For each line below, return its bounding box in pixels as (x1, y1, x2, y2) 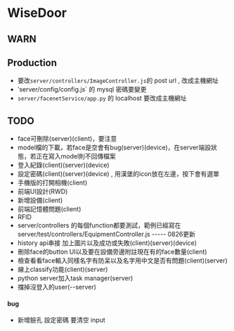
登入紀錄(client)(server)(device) (17, 161, 110, 170)
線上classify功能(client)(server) (17, 266, 108, 274)
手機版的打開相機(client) (17, 178, 88, 187)
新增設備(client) (17, 196, 63, 205)
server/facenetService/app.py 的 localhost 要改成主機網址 (17, 94, 187, 103)
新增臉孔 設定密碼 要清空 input (17, 316, 105, 325)
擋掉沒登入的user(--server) (17, 283, 97, 292)
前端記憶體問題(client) (17, 205, 82, 213)
